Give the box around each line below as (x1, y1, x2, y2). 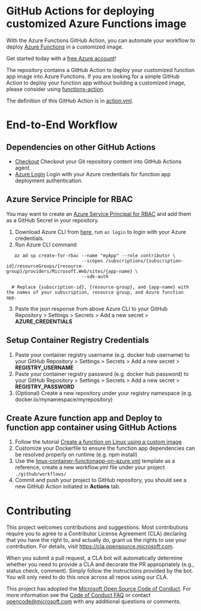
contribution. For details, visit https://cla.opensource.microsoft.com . (6, 543, 175, 550)
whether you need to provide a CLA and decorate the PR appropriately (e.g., (6, 561, 195, 568)
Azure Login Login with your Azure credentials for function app (14, 170, 171, 177)
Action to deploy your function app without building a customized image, (6, 79, 186, 86)
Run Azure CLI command (14, 241, 77, 248)
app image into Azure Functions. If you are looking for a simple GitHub (6, 73, 180, 80)
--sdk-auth (81, 273, 109, 279)
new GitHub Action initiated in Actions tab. (14, 483, 121, 490)
